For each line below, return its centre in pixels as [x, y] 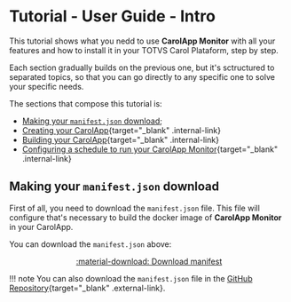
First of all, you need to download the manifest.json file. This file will [134, 208]
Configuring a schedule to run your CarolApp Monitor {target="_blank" [149, 149]
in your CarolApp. [41, 226]
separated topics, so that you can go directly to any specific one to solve [142, 76]
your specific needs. [47, 86]
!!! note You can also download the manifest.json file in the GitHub [131, 278]
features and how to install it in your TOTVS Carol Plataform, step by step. [144, 50]
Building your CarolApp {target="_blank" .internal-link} [121, 139]
